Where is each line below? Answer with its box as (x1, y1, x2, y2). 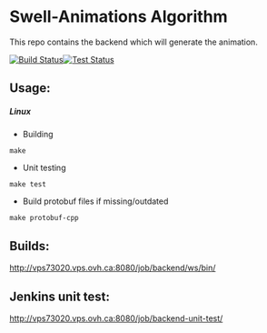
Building (22, 129, 54, 140)
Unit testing (22, 162, 66, 174)
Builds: (9, 238, 50, 254)
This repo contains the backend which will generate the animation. (9, 36, 259, 47)
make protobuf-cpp (9, 214, 79, 223)
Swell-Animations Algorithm (9, 6, 229, 27)
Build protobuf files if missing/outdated (22, 196, 169, 207)
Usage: (9, 80, 52, 96)
